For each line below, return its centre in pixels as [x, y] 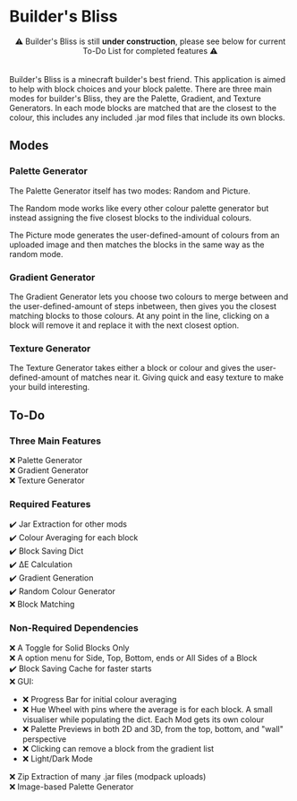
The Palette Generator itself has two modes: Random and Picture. [130, 191]
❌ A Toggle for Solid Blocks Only [69, 648]
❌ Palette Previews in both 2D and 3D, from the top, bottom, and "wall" [153, 728]
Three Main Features [55, 441]
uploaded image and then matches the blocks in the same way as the [137, 245]
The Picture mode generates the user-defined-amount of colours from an [144, 235]
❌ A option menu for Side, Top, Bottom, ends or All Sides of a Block [133, 658]
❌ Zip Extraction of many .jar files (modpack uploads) [108, 776]
